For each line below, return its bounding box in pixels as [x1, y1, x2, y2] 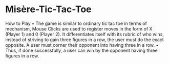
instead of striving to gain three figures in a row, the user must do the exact [5, 37, 164, 43]
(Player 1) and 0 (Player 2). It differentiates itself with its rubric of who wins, [5, 31, 164, 37]
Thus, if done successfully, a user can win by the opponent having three [5, 47, 158, 53]
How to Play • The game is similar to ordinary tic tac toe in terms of [5, 20, 147, 26]
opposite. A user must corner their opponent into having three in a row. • [5, 42, 159, 48]
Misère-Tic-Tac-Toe [5, 4, 92, 15]
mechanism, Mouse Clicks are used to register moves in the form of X [5, 25, 153, 31]
